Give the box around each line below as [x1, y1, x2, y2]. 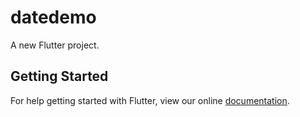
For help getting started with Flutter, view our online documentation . [10, 94, 290, 106]
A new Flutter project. [10, 39, 100, 51]
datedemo [10, 6, 97, 29]
